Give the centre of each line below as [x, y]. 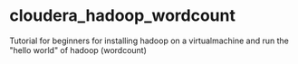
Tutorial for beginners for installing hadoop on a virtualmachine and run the [149, 41]
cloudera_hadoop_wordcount [122, 16]
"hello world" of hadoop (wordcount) [78, 50]
